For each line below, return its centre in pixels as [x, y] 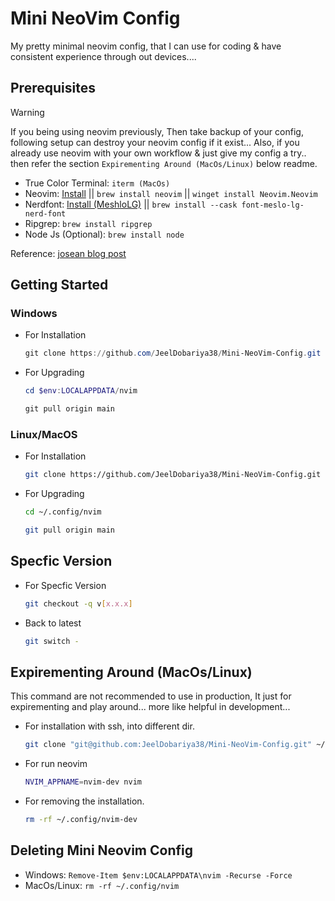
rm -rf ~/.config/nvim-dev [81, 820]
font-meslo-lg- [273, 205]
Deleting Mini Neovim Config [101, 850]
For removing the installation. [84, 801]
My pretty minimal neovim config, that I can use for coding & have [146, 46]
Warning [27, 112]
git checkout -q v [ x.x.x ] [78, 603]
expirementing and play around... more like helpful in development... [150, 707]
